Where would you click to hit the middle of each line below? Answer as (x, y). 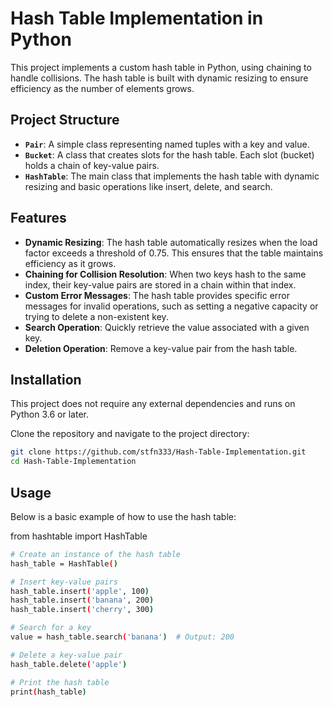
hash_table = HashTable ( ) (64, 563)
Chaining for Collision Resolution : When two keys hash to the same (165, 274)
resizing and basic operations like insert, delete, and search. (148, 186)
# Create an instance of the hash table (96, 554)
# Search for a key (51, 628)
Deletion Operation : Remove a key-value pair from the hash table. (161, 348)
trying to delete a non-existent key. (96, 316)
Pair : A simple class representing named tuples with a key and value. (167, 144)
